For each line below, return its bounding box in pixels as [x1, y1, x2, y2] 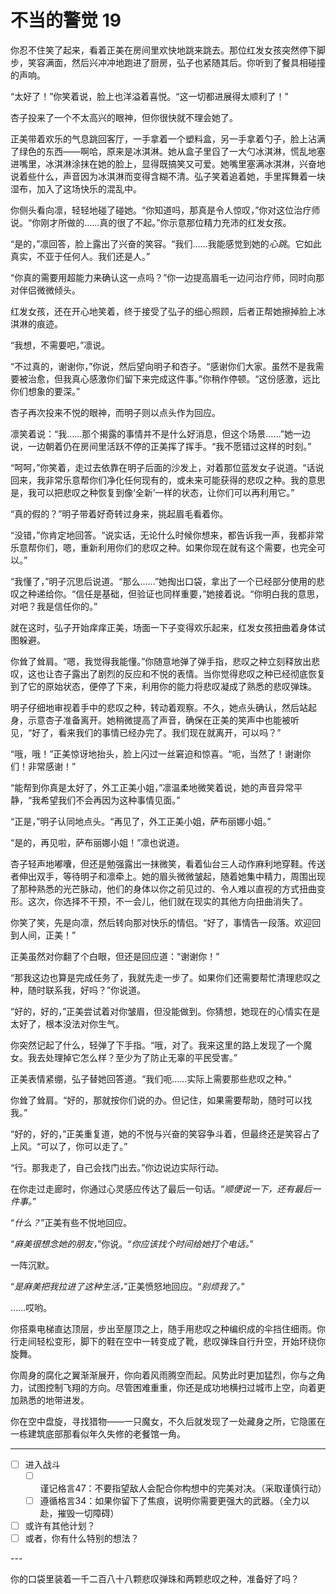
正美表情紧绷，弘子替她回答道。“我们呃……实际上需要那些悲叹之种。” [10, 1072, 292, 1085]
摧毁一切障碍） [57, 1507, 120, 1520]
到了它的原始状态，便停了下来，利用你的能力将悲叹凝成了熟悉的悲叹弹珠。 [10, 680, 317, 692]
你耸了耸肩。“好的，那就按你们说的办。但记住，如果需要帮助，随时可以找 [10, 1094, 313, 1106]
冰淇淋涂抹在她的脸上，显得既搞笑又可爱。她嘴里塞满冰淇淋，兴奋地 [44, 157, 326, 170]
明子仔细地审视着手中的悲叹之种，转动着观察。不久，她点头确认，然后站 [10, 701, 308, 713]
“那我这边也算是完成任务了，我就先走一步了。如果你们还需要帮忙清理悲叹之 [10, 971, 322, 983]
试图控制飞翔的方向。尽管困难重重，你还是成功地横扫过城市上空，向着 [27, 1381, 317, 1393]
